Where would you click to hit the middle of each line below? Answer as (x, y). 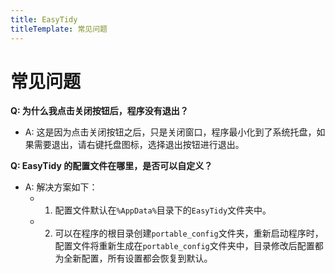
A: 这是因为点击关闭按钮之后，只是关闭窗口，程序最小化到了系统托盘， (170, 132)
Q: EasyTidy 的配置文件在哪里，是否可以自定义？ (111, 166)
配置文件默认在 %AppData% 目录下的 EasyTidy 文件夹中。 (163, 210)
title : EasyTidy (44, 19)
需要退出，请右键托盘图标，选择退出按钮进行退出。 (139, 145)
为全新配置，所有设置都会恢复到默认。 (133, 258)
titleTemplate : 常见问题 (59, 29)
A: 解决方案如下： (61, 187)
